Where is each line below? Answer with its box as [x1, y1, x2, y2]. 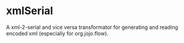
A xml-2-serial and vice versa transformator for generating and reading [6, 24, 178, 31]
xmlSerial [6, 4, 53, 18]
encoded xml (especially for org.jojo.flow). [6, 29, 109, 37]
